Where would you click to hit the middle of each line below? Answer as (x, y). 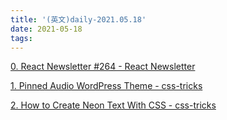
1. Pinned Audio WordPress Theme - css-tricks (106, 86)
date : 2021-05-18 (46, 29)
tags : (21, 38)
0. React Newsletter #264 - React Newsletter (103, 67)
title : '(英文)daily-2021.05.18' (78, 19)
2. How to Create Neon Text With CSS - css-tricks (113, 105)
